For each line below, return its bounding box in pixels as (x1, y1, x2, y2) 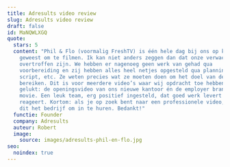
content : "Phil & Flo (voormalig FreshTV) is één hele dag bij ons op (13, 48, 219, 55)
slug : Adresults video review (7, 16, 94, 23)
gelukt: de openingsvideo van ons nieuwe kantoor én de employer (19, 86, 210, 93)
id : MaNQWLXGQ (7, 29, 48, 36)
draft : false (7, 22, 44, 29)
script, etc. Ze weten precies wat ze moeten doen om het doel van (19, 73, 216, 80)
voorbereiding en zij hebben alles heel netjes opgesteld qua (19, 67, 201, 74)
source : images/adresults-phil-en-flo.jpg (19, 137, 142, 144)
